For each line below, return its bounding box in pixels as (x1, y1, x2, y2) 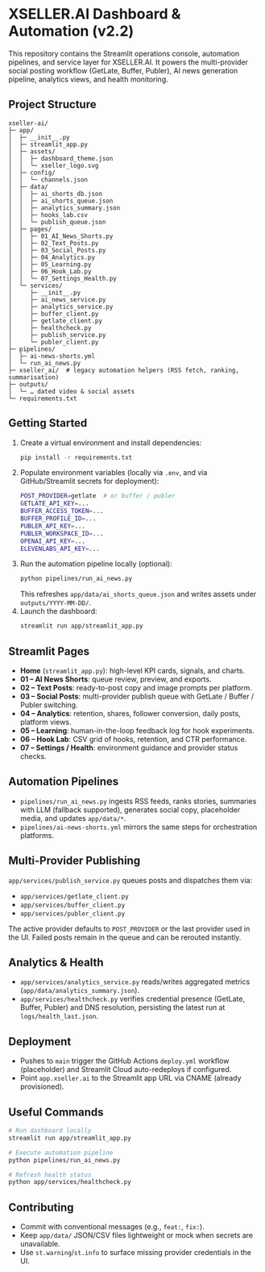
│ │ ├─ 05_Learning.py (8, 260, 92, 269)
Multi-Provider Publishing (8, 854, 141, 868)
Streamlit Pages (8, 644, 90, 658)
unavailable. (19, 1239, 60, 1249)
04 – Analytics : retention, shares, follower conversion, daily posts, (19, 709, 241, 718)
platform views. (19, 717, 72, 727)
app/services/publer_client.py (19, 909, 126, 918)
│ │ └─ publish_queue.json (8, 218, 106, 226)
